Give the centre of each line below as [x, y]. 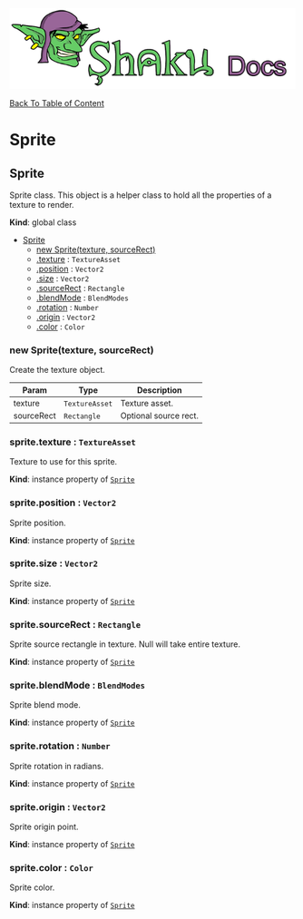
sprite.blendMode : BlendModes [77, 686]
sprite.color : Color [51, 867]
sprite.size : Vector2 [54, 563]
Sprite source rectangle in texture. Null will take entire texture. [125, 644]
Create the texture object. [58, 370]
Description [160, 390]
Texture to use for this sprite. [64, 462]
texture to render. [42, 205]
